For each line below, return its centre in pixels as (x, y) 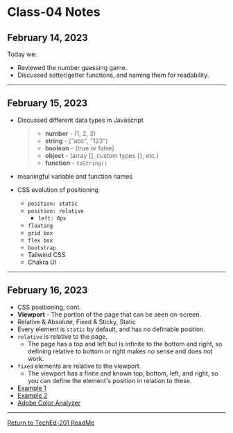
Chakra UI (42, 262)
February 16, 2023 (48, 291)
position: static (53, 204)
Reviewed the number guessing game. (72, 68)
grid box (40, 233)
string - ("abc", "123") (77, 141)
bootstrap (42, 248)
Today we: (22, 54)
